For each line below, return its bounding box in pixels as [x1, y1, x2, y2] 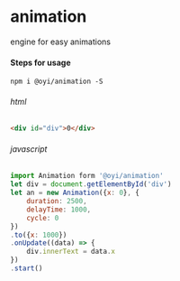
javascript [10, 143, 48, 155]
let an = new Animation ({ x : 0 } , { [10, 188, 140, 198]
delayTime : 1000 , [26, 205, 92, 214]
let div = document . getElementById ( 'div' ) [10, 180, 172, 189]
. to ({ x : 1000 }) [10, 230, 67, 239]
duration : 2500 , [26, 197, 88, 206]
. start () [10, 264, 43, 273]
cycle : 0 [26, 213, 59, 222]
